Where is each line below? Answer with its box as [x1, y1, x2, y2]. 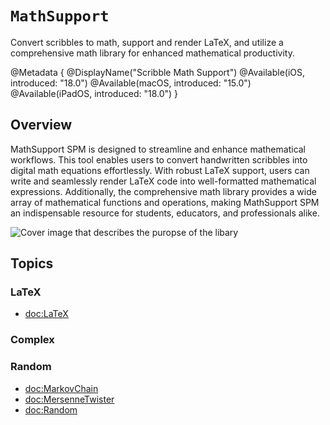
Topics [10, 255, 54, 272]
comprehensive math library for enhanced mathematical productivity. [10, 47, 295, 59]
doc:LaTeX [24, 308, 69, 320]
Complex [10, 333, 55, 347]
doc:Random [24, 403, 78, 416]
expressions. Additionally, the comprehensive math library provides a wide [10, 185, 317, 197]
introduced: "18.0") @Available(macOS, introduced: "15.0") [10, 77, 252, 89]
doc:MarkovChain [24, 382, 99, 394]
